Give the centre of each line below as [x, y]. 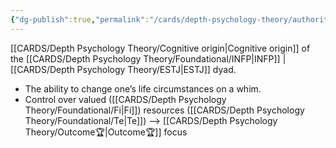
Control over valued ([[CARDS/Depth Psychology [125, 99]
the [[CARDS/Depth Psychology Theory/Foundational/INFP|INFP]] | [148, 58]
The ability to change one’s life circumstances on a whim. [143, 88]
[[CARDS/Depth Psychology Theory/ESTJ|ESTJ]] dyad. [123, 69]
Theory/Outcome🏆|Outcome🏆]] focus [106, 132]
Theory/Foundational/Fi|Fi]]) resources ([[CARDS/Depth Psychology [164, 110]
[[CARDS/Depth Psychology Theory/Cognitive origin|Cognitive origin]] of [160, 48]
